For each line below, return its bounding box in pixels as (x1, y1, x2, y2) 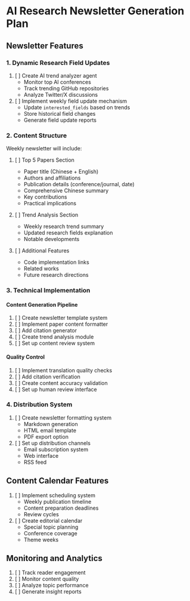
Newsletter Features (6, 41, 83, 51)
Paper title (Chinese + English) (23, 168, 99, 175)
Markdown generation (23, 420, 79, 427)
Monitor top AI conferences (23, 78, 91, 85)
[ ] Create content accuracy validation (14, 379, 108, 386)
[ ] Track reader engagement (14, 569, 86, 577)
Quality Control (6, 353, 45, 360)
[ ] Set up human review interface (14, 386, 97, 393)
